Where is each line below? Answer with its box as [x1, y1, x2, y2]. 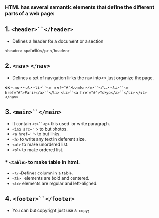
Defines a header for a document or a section [12, 38, 104, 44]
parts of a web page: [5, 10, 55, 17]
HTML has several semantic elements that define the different [5, 4, 155, 11]
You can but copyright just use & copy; [12, 207, 90, 214]
